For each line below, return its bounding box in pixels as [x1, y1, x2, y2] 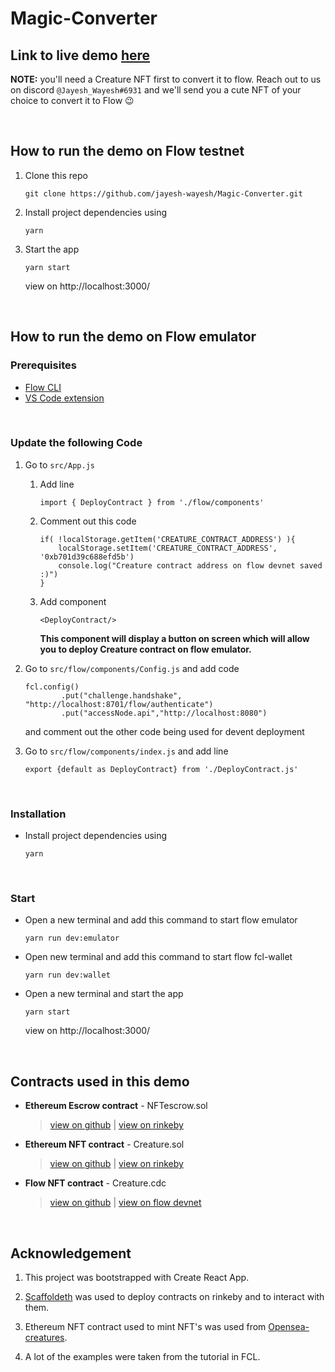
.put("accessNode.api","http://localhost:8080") [61, 708, 268, 718]
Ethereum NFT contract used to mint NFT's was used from [24, 1321, 267, 1333]
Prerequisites [10, 358, 77, 372]
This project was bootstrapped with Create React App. [24, 1272, 250, 1284]
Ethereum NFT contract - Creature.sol [24, 1138, 185, 1151]
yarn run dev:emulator [24, 933, 120, 944]
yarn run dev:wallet [24, 970, 111, 981]
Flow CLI [24, 381, 62, 393]
